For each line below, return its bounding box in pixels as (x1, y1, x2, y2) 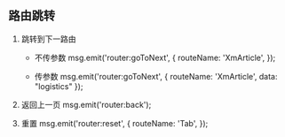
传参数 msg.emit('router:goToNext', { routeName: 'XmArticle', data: (34, 71, 278, 81)
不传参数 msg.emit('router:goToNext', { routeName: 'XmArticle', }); (34, 52, 276, 63)
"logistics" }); (34, 80, 83, 91)
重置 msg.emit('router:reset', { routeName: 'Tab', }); (20, 118, 209, 128)
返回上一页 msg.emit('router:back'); (20, 99, 152, 110)
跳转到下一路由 (20, 34, 76, 44)
